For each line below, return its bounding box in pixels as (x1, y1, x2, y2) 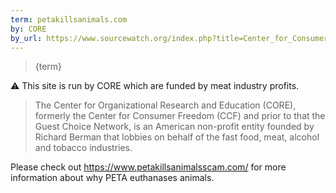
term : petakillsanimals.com (10, 14, 128, 25)
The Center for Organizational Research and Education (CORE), (34, 99, 297, 111)
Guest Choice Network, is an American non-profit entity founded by (34, 121, 315, 133)
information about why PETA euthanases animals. (10, 172, 215, 184)
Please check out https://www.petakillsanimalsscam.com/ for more (10, 161, 287, 173)
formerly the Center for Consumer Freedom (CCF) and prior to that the (34, 110, 326, 122)
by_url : (10, 33, 43, 43)
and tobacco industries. (34, 142, 133, 154)
